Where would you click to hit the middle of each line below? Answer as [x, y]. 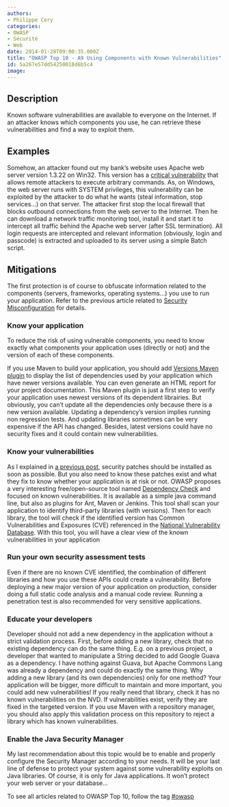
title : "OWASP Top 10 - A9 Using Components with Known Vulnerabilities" [114, 58]
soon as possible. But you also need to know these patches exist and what [112, 474]
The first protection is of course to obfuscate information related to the [107, 286]
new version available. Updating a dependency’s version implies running [109, 412]
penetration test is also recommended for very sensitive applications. [104, 601]
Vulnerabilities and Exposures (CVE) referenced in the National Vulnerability [114, 525]
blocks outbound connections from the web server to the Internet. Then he [112, 212]
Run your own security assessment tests [76, 557]
